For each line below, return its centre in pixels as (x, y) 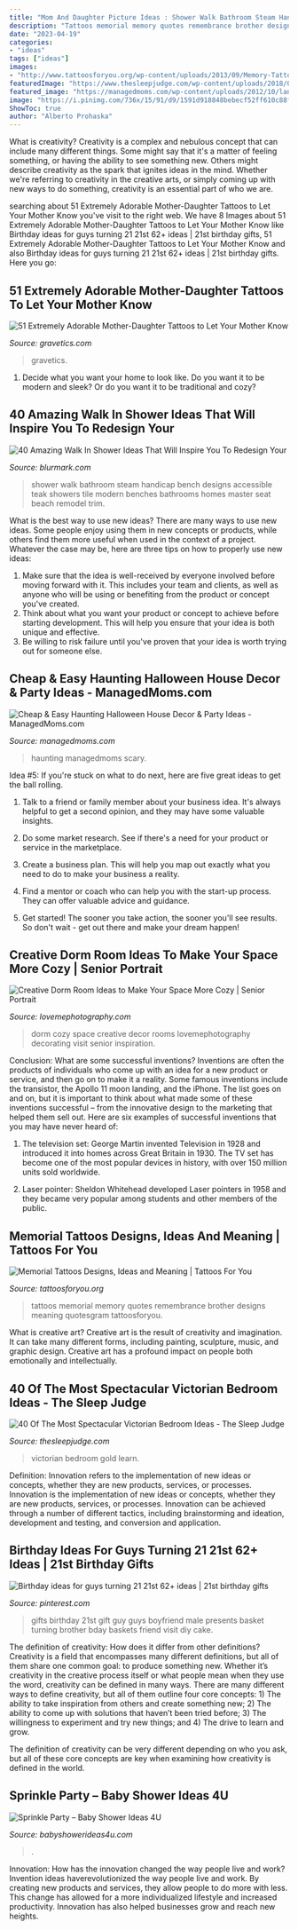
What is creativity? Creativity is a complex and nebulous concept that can (144, 142)
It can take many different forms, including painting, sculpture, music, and (144, 1342)
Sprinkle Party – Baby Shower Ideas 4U (119, 1796)
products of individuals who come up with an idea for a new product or (139, 1070)
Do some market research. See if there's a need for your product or (145, 838)
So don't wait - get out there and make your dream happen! (130, 927)
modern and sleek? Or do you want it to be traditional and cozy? (139, 386)
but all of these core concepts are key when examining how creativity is (140, 1758)
